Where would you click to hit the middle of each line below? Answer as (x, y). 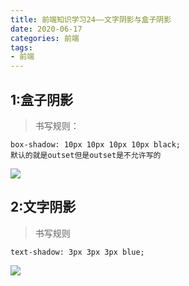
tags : (21, 47)
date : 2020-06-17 (46, 29)
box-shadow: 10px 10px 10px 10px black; (96, 144)
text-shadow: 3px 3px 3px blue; (77, 252)
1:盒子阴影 (42, 99)
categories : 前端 (45, 38)
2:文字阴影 (43, 207)
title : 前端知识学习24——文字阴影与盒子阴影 (91, 19)
